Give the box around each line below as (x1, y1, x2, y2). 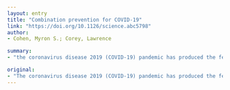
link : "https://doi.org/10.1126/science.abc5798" (7, 22, 152, 29)
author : (7, 29, 29, 36)
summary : (7, 48, 32, 55)
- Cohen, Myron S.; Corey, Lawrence (7, 35, 112, 42)
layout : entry (7, 10, 48, 17)
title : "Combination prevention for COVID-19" (7, 16, 142, 23)
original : (7, 66, 36, 73)
